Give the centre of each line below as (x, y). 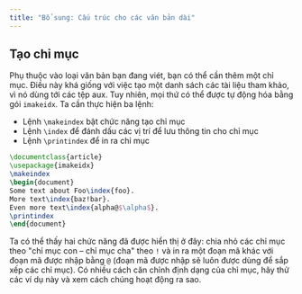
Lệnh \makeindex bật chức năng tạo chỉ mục (104, 121)
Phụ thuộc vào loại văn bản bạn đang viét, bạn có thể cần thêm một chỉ (142, 76)
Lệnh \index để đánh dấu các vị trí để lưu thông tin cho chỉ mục (140, 131)
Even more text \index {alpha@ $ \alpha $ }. (84, 208)
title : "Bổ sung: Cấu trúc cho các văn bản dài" (102, 18)
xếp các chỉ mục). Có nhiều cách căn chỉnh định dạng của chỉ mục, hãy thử (150, 270)
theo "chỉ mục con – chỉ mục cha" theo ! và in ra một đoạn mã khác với (142, 251)
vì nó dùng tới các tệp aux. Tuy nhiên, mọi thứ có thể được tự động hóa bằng (151, 94)
